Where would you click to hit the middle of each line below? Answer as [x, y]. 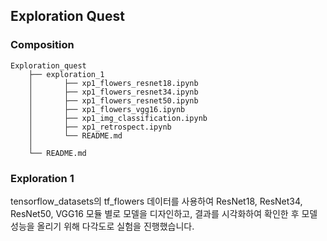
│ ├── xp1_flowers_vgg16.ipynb [107, 109]
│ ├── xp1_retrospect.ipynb [100, 127]
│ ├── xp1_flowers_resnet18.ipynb [113, 83]
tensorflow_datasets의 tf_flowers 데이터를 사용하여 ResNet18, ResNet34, [156, 201]
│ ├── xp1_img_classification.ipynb [118, 118]
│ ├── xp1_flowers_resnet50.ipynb [113, 100]
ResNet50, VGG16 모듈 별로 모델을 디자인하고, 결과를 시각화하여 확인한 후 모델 [164, 213]
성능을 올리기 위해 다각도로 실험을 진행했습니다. [102, 226]
